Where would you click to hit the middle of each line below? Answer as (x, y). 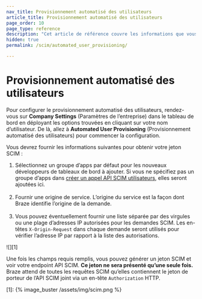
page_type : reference (33, 29)
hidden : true (23, 40)
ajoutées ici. (30, 184)
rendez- (174, 109)
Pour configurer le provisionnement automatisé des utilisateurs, (85, 109)
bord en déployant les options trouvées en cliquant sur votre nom (87, 122)
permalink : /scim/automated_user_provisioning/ (67, 46)
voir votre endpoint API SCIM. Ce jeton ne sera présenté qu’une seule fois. (100, 265)
